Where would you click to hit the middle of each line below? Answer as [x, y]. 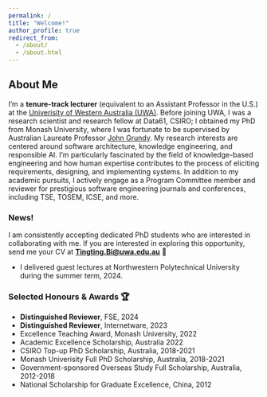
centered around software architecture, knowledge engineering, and [120, 146]
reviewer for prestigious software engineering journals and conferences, [127, 189]
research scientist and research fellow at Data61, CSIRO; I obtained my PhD [132, 121]
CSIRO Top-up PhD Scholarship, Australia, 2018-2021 [107, 351]
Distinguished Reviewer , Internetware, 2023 [94, 325]
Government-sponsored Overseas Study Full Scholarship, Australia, [131, 368]
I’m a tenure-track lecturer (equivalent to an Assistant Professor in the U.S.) [133, 103]
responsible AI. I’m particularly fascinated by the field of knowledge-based [131, 154]
